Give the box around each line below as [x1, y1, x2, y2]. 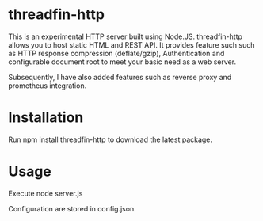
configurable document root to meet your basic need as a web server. [8, 57, 236, 67]
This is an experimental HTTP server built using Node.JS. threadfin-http [8, 32, 243, 41]
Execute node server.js [8, 189, 83, 198]
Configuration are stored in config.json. [8, 204, 136, 213]
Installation [8, 109, 84, 127]
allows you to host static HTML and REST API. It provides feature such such [8, 40, 255, 49]
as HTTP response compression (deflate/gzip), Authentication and [8, 48, 225, 58]
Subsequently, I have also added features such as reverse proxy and [8, 72, 232, 82]
